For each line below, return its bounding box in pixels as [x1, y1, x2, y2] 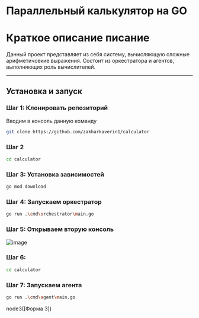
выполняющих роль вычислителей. [6, 63, 96, 70]
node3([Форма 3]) [6, 305, 52, 312]
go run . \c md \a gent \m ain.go [6, 294, 76, 300]
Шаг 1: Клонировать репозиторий [6, 104, 108, 112]
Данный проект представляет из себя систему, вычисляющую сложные [6, 51, 190, 58]
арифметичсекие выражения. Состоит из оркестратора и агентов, [6, 57, 175, 65]
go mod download [6, 184, 46, 190]
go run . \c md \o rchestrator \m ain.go [6, 211, 94, 217]
